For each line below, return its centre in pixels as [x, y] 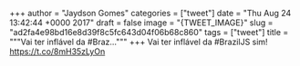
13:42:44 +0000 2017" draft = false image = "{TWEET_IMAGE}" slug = [141, 23]
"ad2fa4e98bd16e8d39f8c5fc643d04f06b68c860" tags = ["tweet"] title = [149, 32]
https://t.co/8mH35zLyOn [57, 52]
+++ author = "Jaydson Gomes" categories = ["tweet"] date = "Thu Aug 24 [150, 13]
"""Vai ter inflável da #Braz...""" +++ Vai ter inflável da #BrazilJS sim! [139, 42]
